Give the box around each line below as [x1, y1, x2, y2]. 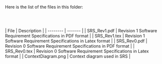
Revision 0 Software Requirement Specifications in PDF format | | [5, 43, 135, 49]
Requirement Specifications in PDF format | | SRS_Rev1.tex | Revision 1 [5, 33, 145, 38]
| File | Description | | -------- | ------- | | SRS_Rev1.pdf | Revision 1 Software [5, 28, 157, 33]
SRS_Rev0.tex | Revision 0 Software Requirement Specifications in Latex [5, 48, 149, 54]
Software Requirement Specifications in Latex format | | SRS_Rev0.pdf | [5, 38, 147, 44]
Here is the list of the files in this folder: [5, 4, 83, 10]
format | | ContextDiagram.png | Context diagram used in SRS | [5, 53, 131, 59]
